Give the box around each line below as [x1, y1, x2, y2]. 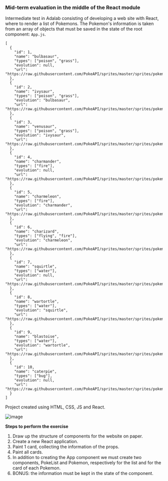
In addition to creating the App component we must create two [12, 454, 141, 460]
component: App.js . [5, 31, 46, 37]
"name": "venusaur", [14, 124, 57, 129]
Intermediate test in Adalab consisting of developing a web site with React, [5, 15, 159, 21]
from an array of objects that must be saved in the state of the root [5, 26, 142, 32]
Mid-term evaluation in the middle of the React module [5, 4, 140, 11]
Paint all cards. [12, 449, 43, 455]
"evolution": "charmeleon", [14, 238, 72, 243]
